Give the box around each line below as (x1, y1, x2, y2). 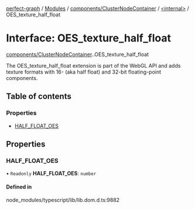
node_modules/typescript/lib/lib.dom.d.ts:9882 (6, 196, 120, 203)
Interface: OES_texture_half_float (6, 32, 172, 45)
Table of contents (6, 92, 71, 102)
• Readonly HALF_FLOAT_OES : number (6, 170, 97, 177)
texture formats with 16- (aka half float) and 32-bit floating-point (6, 68, 162, 75)
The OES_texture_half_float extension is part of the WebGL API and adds (6, 62, 181, 69)
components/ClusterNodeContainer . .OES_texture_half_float (6, 51, 149, 58)
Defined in (6, 183, 32, 190)
